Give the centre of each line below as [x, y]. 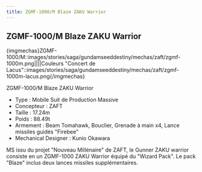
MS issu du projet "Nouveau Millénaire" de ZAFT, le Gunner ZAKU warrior [98, 150]
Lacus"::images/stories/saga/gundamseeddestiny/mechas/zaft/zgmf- [93, 70]
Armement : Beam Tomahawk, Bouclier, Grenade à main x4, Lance [97, 126]
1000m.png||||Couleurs [35, 63]
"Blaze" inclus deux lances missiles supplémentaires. [72, 163]
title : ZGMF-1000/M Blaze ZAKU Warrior [56, 12]
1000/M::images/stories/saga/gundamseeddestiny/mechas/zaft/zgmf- [93, 57]
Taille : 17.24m [32, 113]
